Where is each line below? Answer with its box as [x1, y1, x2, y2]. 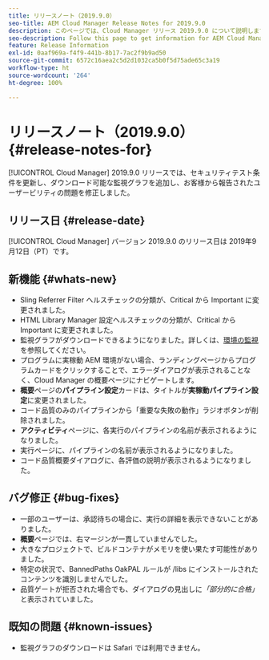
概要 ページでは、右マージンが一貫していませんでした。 [19, 534, 202, 544]
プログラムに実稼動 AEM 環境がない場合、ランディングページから [19, 355, 235, 365]
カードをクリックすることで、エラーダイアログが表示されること [34, 366, 244, 375]
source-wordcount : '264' [8, 71, 91, 79]
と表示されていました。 [19, 594, 98, 604]
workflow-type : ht [8, 64, 70, 72]
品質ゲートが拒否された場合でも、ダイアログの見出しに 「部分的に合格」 [19, 584, 259, 593]
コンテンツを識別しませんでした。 [19, 574, 132, 584]
